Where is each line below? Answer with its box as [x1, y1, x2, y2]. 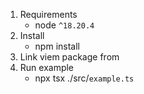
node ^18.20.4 [34, 19, 95, 31]
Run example [19, 62, 75, 73]
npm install [34, 40, 80, 52]
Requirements [19, 9, 78, 20]
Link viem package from [19, 51, 120, 63]
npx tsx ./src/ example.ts [34, 72, 135, 84]
